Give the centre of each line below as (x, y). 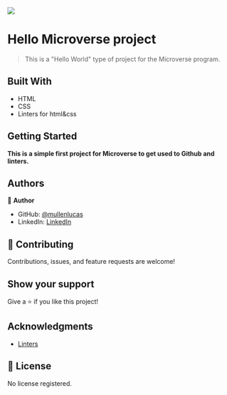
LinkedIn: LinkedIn (44, 222)
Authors (26, 183)
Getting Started (42, 137)
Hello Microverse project (82, 40)
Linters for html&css (47, 113)
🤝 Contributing (41, 244)
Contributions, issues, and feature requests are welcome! (91, 262)
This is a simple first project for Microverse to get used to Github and (111, 153)
